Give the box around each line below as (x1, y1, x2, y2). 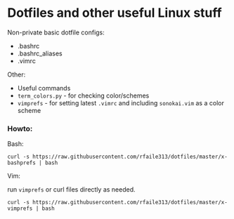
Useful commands (17, 84, 71, 92)
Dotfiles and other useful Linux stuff (7, 5, 223, 21)
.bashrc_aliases (17, 49, 63, 58)
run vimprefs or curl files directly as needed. (7, 185, 136, 194)
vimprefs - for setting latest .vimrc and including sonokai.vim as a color (17, 98, 225, 107)
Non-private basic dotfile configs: (7, 28, 105, 36)
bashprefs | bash (7, 159, 58, 166)
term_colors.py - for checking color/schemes (17, 91, 150, 100)
